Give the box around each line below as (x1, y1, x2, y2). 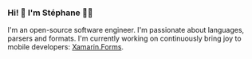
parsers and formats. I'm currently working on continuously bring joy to (7, 33, 242, 43)
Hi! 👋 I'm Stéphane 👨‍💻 (7, 7, 93, 18)
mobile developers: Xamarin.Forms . (7, 42, 124, 52)
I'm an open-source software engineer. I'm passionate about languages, (7, 26, 245, 35)
